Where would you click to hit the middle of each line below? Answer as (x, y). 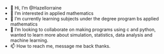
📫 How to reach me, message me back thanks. (60, 46)
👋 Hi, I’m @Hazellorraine (36, 8)
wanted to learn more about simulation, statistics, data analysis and (81, 35)
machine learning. (29, 40)
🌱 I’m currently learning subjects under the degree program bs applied (84, 19)
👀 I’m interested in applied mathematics (52, 13)
